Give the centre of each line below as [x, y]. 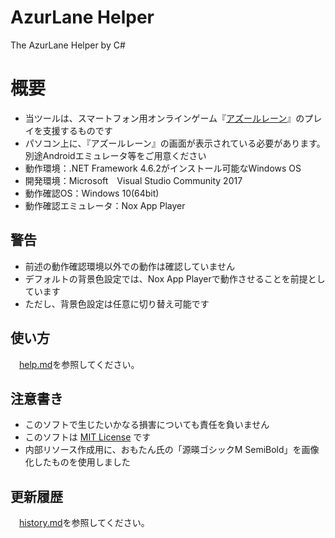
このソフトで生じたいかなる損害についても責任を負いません [147, 425]
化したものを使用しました [77, 462]
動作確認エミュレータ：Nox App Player [105, 205]
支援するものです [77, 130]
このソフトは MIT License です [88, 437]
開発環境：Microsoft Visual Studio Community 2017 [133, 180]
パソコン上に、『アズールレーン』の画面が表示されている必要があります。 [175, 143]
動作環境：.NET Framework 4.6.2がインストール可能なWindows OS [163, 168]
